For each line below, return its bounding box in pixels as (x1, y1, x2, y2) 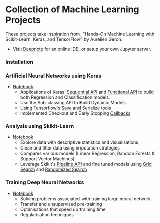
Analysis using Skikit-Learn (5, 123, 74, 130)
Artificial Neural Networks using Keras (5, 72, 102, 79)
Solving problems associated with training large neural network (20, 195, 151, 202)
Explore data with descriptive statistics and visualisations (20, 139, 138, 145)
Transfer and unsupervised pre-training (20, 201, 102, 207)
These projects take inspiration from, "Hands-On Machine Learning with (5, 31, 155, 37)
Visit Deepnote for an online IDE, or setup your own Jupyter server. (12, 46, 152, 52)
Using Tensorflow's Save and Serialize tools (20, 105, 112, 111)
